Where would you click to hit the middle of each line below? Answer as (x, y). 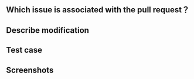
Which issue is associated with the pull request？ (98, 10)
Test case (24, 50)
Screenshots (30, 70)
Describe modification (48, 30)
